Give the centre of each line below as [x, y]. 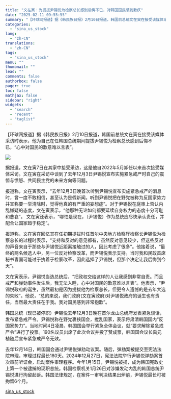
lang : [11, 34]
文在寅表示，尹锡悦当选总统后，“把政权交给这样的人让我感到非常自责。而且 [84, 277]
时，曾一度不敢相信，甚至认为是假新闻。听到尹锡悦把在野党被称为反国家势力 [85, 197]
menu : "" [15, 62]
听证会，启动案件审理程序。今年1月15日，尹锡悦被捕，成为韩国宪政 [89, 362]
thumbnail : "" [20, 67]
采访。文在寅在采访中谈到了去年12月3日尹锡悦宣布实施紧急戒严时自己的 [84, 173]
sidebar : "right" [24, 100]
